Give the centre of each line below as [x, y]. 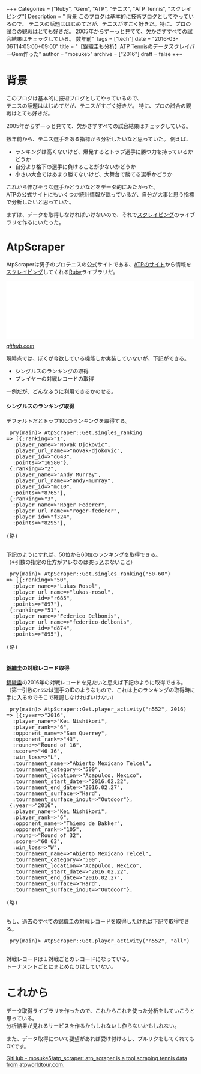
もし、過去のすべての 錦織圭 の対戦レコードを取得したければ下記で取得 [93, 921]
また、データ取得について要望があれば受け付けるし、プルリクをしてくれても [100, 1039]
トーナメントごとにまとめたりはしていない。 [61, 966]
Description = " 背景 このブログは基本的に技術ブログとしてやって [108, 16]
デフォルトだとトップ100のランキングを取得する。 [68, 421]
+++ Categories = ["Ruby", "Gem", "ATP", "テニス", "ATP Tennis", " [88, 9]
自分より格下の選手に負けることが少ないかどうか [75, 167]
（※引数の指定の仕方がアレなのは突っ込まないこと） [71, 562]
